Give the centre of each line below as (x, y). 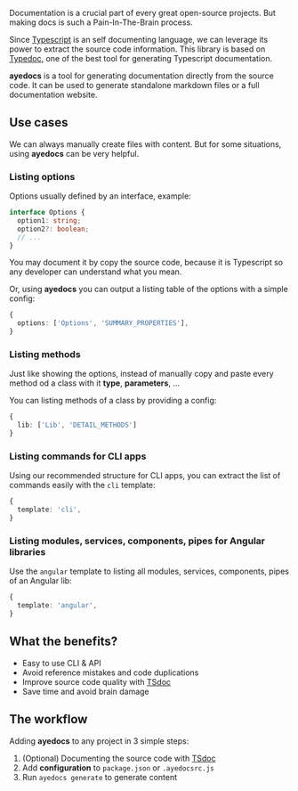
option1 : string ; (49, 220)
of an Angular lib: (41, 581)
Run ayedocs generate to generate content (100, 777)
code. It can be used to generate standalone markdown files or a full (134, 85)
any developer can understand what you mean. (96, 272)
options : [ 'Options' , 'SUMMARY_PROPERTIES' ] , (103, 323)
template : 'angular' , (57, 606)
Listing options (42, 176)
